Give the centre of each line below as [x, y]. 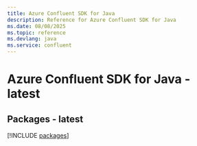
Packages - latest [45, 119]
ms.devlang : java [32, 39]
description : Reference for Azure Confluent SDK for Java [92, 20]
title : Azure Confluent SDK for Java [61, 13]
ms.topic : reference [37, 33]
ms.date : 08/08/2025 [37, 26]
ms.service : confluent [39, 45]
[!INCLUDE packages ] [38, 135]
